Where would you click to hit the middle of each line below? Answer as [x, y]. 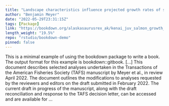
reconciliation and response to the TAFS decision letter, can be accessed [81, 93]
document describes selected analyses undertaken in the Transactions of [81, 67]
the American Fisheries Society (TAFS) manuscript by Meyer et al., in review [84, 72]
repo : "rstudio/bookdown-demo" [38, 38]
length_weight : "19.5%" [30, 33]
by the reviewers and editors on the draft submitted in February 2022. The [82, 83]
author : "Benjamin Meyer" [32, 14]
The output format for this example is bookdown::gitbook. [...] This [74, 62]
